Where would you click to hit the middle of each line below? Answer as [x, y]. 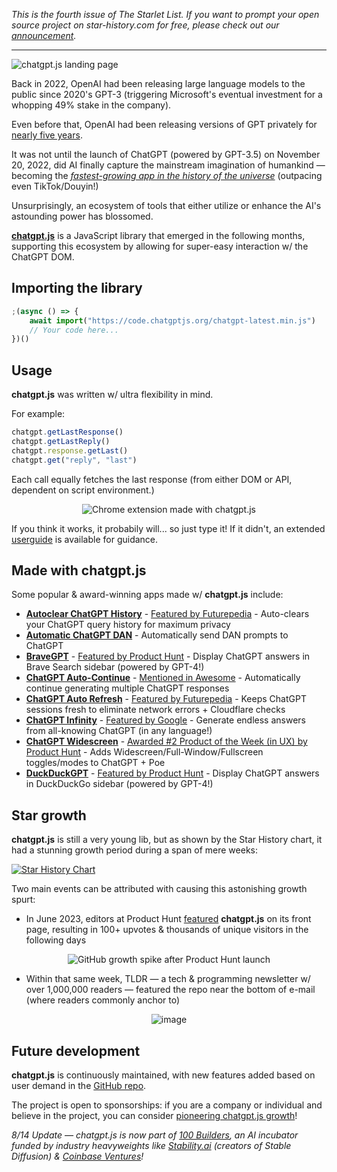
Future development [76, 1050]
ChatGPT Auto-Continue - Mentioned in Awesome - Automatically [163, 678]
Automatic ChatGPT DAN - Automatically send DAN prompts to [157, 635]
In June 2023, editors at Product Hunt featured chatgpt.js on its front [168, 919]
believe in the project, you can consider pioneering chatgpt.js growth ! [154, 1116]
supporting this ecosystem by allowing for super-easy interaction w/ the [160, 246]
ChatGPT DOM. [43, 257]
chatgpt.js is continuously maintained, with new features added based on [163, 1075]
